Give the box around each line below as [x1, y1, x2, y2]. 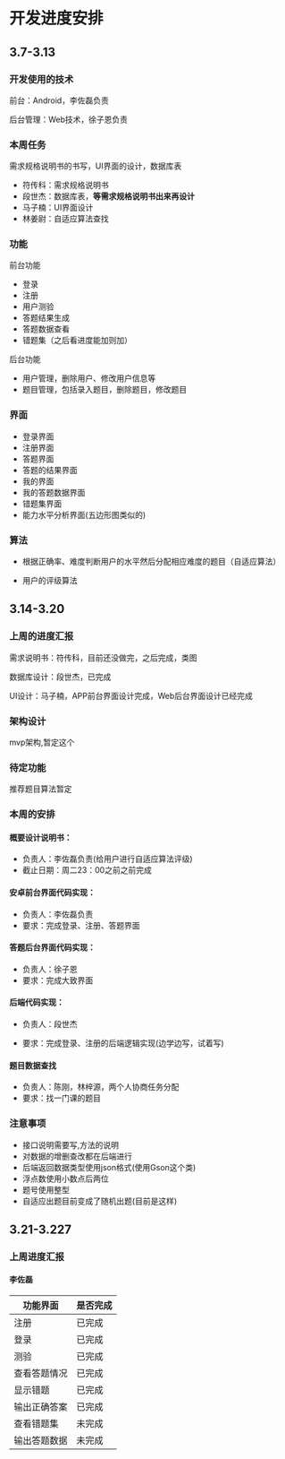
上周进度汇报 [9, 1250, 65, 1263]
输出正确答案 [13, 1401, 69, 1413]
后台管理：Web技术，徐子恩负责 [9, 114, 128, 125]
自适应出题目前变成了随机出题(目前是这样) [21, 1196, 178, 1206]
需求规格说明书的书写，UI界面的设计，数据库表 [9, 160, 182, 171]
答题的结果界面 [21, 464, 78, 475]
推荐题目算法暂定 [9, 783, 72, 794]
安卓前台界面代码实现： [9, 887, 96, 898]
